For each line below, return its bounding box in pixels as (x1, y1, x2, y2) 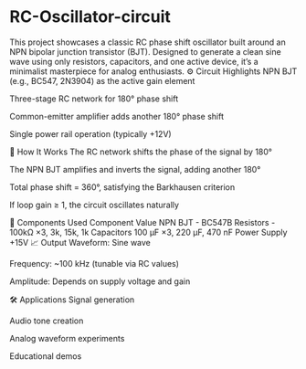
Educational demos (9, 350, 82, 362)
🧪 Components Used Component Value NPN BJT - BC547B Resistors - (9, 216, 276, 227)
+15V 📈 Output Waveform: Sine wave (9, 237, 151, 248)
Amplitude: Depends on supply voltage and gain (9, 276, 191, 287)
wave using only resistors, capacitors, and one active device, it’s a (9, 56, 259, 67)
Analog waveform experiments (9, 332, 125, 343)
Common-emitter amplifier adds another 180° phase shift (9, 111, 225, 121)
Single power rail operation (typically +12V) (9, 128, 172, 139)
